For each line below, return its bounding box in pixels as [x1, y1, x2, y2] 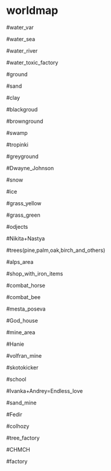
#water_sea [6, 35, 35, 42]
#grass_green [6, 211, 40, 219]
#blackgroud [6, 105, 38, 113]
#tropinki [6, 140, 29, 148]
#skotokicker [6, 364, 39, 371]
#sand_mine [6, 399, 37, 406]
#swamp [6, 129, 28, 136]
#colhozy [6, 422, 30, 430]
